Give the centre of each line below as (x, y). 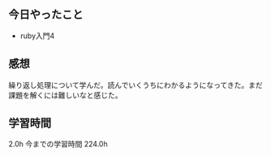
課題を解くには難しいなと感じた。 (65, 95)
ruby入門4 (37, 36)
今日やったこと (46, 15)
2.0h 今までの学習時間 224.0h (58, 144)
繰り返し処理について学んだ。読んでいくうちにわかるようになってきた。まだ (136, 84)
